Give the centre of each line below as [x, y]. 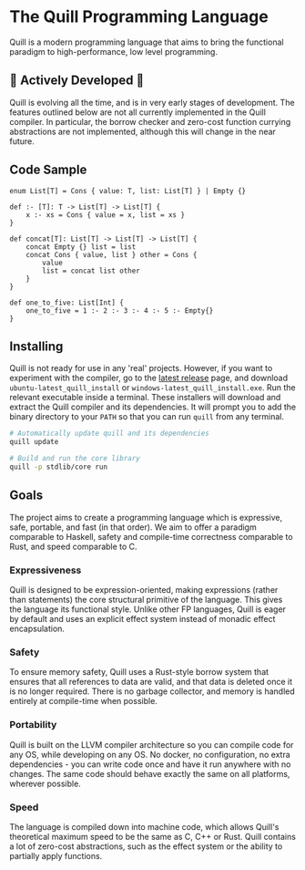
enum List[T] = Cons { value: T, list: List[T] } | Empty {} [128, 191]
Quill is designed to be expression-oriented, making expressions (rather [144, 589]
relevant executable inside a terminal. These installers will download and [145, 398]
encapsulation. [37, 628]
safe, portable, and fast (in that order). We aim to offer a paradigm [133, 527]
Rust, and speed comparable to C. [74, 546]
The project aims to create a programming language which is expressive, [146, 517]
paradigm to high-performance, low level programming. [114, 51]
